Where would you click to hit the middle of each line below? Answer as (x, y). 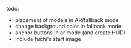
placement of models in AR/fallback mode (67, 20)
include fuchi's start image (48, 39)
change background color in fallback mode (68, 26)
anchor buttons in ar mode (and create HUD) (70, 33)
